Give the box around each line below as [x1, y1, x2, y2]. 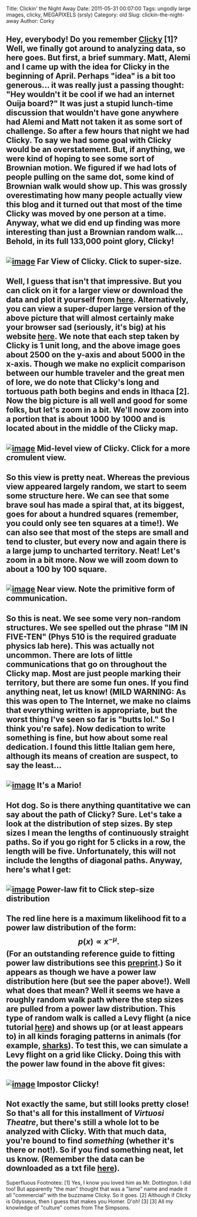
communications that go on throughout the [6, 659, 168, 669]
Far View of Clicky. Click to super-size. [36, 256, 182, 266]
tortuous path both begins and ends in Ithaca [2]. [6, 387, 189, 397]
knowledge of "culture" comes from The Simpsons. [6, 1204, 131, 1211]
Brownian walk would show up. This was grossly [6, 182, 188, 192]
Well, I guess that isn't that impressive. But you [6, 276, 182, 287]
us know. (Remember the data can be [6, 1154, 145, 1164]
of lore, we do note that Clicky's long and [6, 377, 159, 387]
